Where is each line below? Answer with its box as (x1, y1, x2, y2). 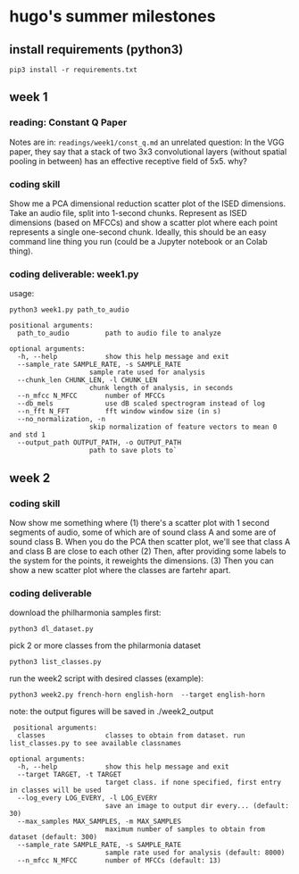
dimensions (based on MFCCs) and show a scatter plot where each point (9, 217, 278, 228)
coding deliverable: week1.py (9, 268, 139, 280)
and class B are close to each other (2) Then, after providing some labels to (9, 545, 287, 556)
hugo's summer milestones (9, 6, 216, 27)
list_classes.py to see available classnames (9, 739, 181, 748)
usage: (9, 288, 35, 299)
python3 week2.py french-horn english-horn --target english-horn (9, 690, 266, 700)
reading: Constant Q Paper (9, 116, 128, 129)
